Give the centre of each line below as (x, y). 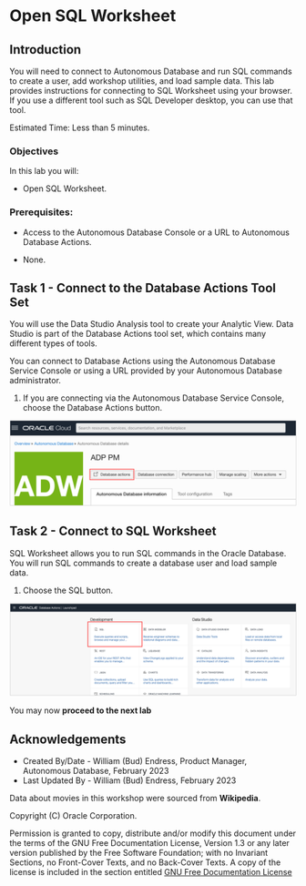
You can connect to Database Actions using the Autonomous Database (143, 362)
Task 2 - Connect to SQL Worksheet (113, 531)
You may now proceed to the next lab (81, 710)
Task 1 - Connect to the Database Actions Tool (143, 288)
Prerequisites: (41, 212)
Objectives (34, 151)
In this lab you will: (44, 171)
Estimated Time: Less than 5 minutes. (80, 127)
